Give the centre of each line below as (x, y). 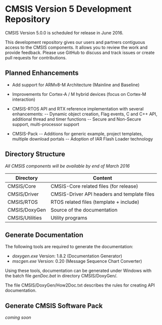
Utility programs (69, 217)
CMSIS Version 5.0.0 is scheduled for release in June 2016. (64, 33)
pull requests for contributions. (36, 57)
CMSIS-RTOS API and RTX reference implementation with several (78, 108)
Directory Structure (35, 154)
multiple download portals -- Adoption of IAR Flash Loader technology (82, 139)
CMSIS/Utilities (25, 217)
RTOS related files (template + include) (95, 202)
